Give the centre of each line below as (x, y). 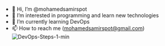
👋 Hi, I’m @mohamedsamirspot (49, 9)
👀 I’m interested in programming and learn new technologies (85, 15)
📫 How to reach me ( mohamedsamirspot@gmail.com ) (78, 28)
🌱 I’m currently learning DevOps (51, 22)
